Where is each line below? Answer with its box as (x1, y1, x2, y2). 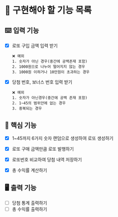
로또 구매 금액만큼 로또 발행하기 (12, 146, 74, 152)
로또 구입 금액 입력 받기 (12, 43, 58, 48)
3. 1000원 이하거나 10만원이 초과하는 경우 (12, 70, 90, 75)
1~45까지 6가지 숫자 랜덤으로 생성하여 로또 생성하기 (12, 135, 113, 141)
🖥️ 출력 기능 (5, 183, 37, 192)
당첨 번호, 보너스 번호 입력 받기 (12, 79, 72, 85)
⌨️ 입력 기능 (5, 26, 39, 35)
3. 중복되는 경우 (12, 106, 42, 111)
